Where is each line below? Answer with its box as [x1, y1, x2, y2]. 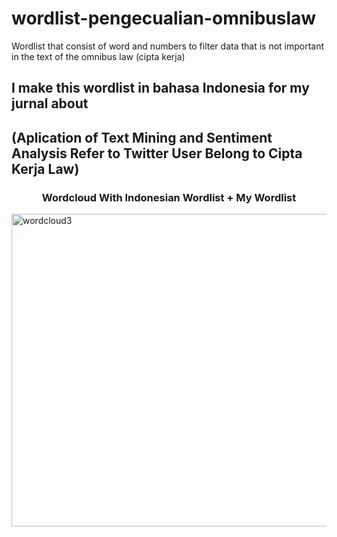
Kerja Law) [11, 160, 80, 177]
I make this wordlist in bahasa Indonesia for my [11, 80, 310, 97]
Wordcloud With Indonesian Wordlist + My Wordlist [41, 190, 297, 204]
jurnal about [11, 95, 89, 112]
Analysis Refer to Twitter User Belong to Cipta [11, 145, 303, 162]
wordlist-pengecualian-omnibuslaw [11, 7, 317, 30]
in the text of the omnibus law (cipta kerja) [11, 50, 186, 62]
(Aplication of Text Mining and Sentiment [11, 129, 273, 146]
